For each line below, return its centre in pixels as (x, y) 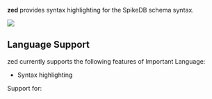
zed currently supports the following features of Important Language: (106, 61)
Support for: (25, 88)
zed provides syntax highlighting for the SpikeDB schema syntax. (101, 10)
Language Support (49, 45)
